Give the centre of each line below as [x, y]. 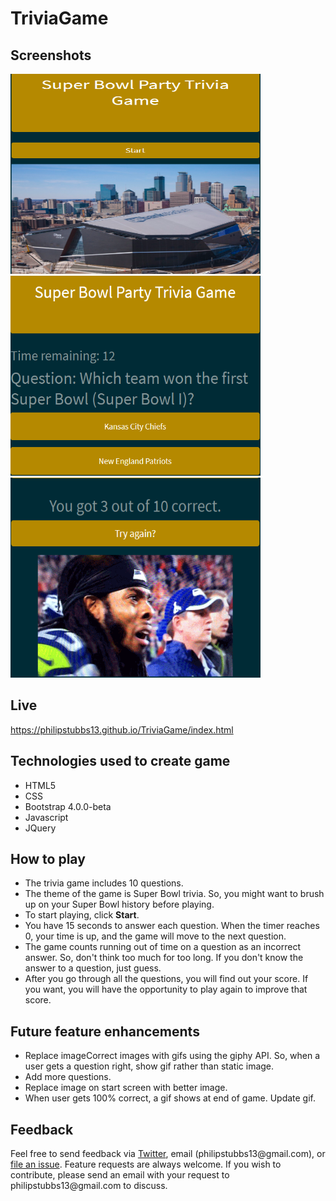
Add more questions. [68, 1077]
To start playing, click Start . [82, 915]
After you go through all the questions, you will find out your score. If [166, 979]
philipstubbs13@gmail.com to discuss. [89, 1186]
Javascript [46, 817]
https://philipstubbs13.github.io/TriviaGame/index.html [122, 729]
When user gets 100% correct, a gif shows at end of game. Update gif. [170, 1098]
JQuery [40, 828]
